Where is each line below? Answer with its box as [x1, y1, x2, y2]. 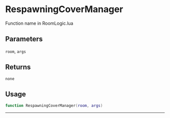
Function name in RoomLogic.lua [5, 20, 73, 26]
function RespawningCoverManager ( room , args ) [5, 103, 103, 108]
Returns [5, 63, 31, 72]
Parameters [5, 35, 43, 43]
